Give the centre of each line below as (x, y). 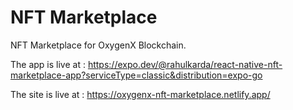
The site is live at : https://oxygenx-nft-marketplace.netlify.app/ (140, 94)
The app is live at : (48, 64)
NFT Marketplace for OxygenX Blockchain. (98, 45)
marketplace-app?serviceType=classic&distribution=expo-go (136, 75)
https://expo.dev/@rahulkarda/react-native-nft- (185, 64)
